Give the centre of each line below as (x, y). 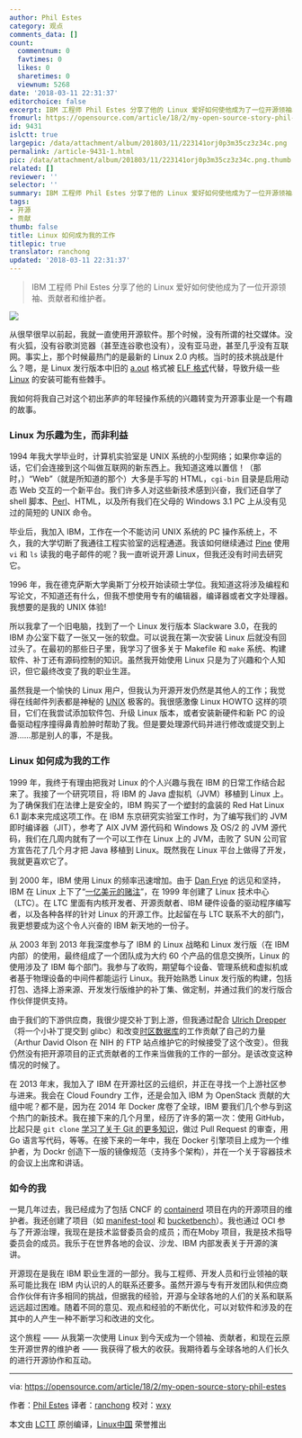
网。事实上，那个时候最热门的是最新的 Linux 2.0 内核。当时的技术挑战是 (143, 357)
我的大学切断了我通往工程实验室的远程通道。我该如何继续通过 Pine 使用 (157, 543)
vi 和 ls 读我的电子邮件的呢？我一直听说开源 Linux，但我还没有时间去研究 (146, 554)
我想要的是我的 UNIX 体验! (58, 607)
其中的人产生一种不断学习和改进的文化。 (84, 1318)
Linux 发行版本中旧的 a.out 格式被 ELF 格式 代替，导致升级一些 (165, 368)
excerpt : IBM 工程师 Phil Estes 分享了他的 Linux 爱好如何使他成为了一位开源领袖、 (154, 110)
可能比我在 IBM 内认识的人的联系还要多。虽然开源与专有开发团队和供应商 (152, 1284)
